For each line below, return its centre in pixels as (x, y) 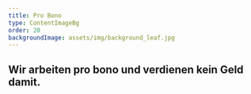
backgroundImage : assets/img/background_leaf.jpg (92, 38)
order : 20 (25, 30)
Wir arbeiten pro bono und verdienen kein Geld (126, 69)
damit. (25, 82)
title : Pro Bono (35, 15)
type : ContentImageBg (44, 23)
